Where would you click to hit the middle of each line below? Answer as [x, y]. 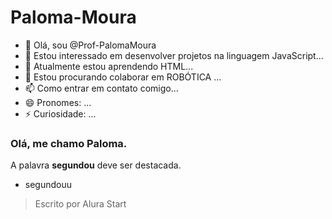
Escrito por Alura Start [80, 204]
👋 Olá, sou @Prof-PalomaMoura [90, 45]
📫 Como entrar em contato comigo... [101, 88]
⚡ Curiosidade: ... [60, 113]
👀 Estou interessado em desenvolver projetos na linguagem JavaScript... [174, 55]
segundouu [48, 185]
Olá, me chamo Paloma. [69, 143]
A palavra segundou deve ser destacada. [96, 165]
